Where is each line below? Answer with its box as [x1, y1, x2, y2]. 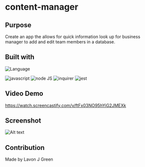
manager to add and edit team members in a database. [5, 39, 116, 45]
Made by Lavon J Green [5, 156, 54, 162]
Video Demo [5, 90, 43, 98]
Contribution [5, 143, 45, 152]
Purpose [5, 21, 32, 29]
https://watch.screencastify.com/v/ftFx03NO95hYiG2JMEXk [5, 102, 126, 108]
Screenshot [5, 116, 41, 125]
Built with [5, 53, 35, 61]
